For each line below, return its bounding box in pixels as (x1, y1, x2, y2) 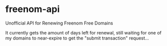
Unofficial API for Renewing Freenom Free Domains (5, 20, 113, 26)
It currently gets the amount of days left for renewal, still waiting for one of (5, 29, 162, 35)
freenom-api (5, 3, 60, 15)
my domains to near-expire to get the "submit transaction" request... (5, 35, 149, 41)
